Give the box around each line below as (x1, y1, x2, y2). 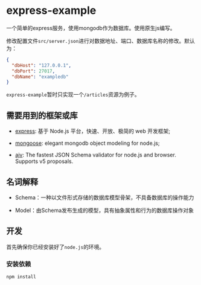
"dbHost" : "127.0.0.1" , (11, 62, 71, 68)
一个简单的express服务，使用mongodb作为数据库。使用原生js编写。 (6, 24, 176, 31)
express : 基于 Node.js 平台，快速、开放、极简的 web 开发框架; (14, 127, 171, 135)
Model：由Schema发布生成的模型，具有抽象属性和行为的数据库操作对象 (14, 207, 194, 214)
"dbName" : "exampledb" (11, 74, 69, 80)
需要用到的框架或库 (6, 110, 78, 121)
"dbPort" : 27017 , (11, 68, 56, 74)
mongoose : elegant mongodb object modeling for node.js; (14, 139, 160, 147)
